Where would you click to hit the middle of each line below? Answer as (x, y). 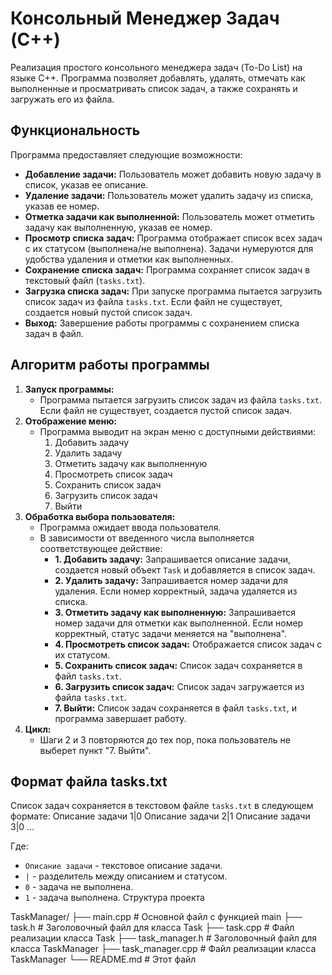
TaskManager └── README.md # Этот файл (103, 959)
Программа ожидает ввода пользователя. (130, 527)
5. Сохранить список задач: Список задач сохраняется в (178, 665)
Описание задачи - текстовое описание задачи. (123, 866)
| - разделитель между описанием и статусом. (126, 876)
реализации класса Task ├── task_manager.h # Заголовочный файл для (164, 938)
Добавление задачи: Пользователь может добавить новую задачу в (173, 174)
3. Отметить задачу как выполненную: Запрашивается (175, 612)
